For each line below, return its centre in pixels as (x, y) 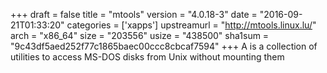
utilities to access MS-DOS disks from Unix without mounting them (147, 57)
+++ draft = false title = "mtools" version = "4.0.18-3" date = (134, 14)
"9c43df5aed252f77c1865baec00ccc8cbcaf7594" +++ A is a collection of (164, 46)
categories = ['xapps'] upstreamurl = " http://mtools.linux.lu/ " (191, 25)
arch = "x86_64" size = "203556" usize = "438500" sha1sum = (140, 35)
